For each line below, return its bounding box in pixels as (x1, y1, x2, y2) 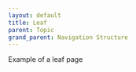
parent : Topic (8, 26, 55, 34)
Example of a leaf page (8, 55, 83, 64)
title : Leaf (8, 19, 47, 27)
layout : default (8, 11, 61, 20)
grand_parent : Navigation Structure (8, 33, 128, 41)
